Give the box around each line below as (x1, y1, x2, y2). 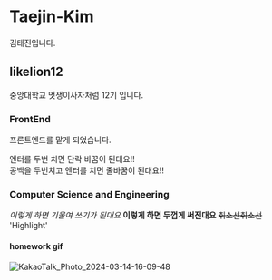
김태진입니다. (9, 37, 56, 48)
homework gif (9, 240, 63, 251)
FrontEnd (9, 112, 52, 125)
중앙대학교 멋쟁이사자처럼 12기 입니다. (9, 89, 144, 101)
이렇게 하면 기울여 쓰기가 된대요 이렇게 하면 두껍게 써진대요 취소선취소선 (9, 210, 263, 221)
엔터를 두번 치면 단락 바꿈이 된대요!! (9, 154, 135, 165)
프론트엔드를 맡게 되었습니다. (9, 134, 112, 146)
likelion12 (9, 64, 63, 80)
